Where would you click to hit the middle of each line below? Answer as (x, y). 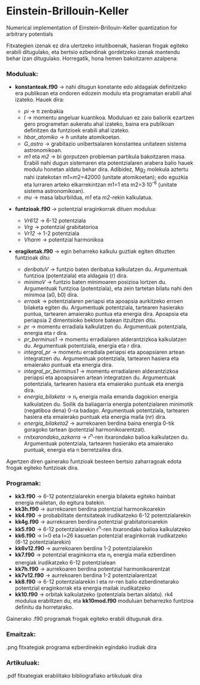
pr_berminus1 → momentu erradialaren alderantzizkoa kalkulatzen (105, 339)
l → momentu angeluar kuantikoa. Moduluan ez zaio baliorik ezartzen (109, 117)
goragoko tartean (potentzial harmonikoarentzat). (85, 430)
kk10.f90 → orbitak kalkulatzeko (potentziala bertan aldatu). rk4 (94, 594)
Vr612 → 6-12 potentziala (55, 221)
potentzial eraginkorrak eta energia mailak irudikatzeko (83, 588)
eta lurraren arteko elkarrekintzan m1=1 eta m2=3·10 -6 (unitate (100, 184)
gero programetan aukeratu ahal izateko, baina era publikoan (99, 124)
